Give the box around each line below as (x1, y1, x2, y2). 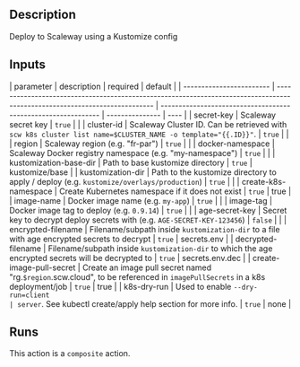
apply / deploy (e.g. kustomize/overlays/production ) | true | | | (9, 176, 240, 187)
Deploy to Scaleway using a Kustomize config (9, 31, 178, 41)
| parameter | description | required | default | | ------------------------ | (9, 81, 275, 92)
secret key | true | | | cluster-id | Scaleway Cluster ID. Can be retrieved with (9, 118, 287, 129)
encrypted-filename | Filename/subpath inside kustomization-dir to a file (9, 223, 280, 234)
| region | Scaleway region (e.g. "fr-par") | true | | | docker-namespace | (9, 138, 275, 149)
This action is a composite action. (9, 348, 131, 359)
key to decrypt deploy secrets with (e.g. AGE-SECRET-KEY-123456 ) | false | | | (9, 214, 287, 225)
